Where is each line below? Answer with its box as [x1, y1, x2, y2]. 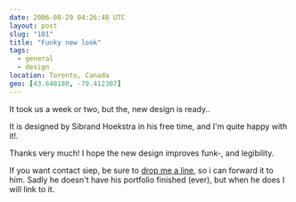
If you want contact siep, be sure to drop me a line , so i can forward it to [9, 165, 274, 175]
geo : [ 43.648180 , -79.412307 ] [9, 79, 122, 88]
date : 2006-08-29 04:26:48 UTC [9, 12, 126, 22]
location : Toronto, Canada [9, 71, 110, 80]
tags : [9, 46, 29, 55]
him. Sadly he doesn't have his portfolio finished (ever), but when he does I [9, 174, 285, 185]
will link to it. [9, 183, 55, 194]
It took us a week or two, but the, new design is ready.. [9, 103, 210, 114]
